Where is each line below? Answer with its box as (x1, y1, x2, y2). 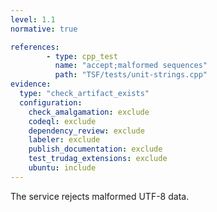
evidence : (10, 79, 52, 90)
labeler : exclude (28, 135, 101, 145)
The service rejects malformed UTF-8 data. (10, 190, 190, 202)
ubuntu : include (28, 163, 97, 173)
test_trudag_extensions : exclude (28, 154, 168, 164)
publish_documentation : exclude (28, 144, 163, 155)
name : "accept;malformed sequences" (54, 61, 208, 71)
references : (10, 42, 60, 52)
